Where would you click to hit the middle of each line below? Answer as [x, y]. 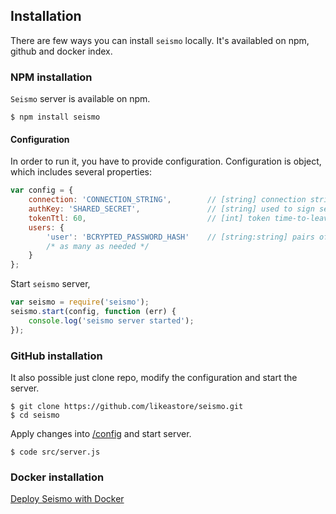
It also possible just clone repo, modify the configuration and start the [154, 377]
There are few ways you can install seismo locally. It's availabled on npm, [160, 40]
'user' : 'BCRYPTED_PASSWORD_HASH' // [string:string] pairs [180, 237]
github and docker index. [61, 51]
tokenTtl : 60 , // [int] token [149, 218]
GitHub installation [56, 356]
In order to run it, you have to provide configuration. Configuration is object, [166, 161]
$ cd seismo [35, 415]
